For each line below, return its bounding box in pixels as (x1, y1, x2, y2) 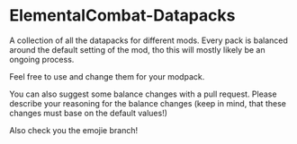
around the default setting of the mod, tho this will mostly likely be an (9, 44, 265, 55)
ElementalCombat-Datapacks (9, 5, 236, 26)
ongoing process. (9, 54, 75, 64)
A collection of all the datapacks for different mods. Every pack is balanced (9, 35, 288, 46)
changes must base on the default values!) (9, 107, 168, 118)
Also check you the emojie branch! (9, 124, 138, 135)
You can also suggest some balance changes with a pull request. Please (9, 89, 277, 99)
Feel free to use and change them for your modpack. (9, 71, 205, 81)
